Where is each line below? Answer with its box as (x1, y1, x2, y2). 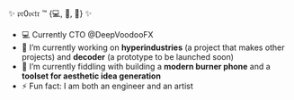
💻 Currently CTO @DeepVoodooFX (21, 29, 154, 39)
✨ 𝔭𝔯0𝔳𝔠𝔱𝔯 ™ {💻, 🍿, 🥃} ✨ (8, 8, 92, 19)
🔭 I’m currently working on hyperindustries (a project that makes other (21, 42, 285, 53)
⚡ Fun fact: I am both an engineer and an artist (21, 80, 194, 91)
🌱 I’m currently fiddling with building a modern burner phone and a (21, 62, 271, 71)
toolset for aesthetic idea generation (21, 71, 161, 81)
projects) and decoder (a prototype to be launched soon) (21, 52, 235, 62)
